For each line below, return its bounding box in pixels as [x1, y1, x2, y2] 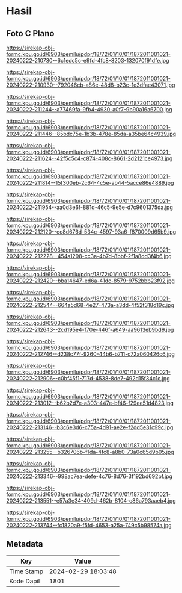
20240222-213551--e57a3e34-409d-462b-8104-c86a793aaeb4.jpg [6, 497, 176, 504]
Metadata [6, 539, 43, 549]
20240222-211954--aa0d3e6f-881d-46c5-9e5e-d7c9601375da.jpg [6, 203, 173, 211]
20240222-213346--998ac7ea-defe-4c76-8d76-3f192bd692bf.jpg [6, 473, 173, 480]
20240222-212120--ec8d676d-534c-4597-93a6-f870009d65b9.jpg [6, 228, 176, 235]
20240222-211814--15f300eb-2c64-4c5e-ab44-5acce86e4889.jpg [6, 179, 174, 186]
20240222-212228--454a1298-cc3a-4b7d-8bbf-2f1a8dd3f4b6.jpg [6, 253, 172, 259]
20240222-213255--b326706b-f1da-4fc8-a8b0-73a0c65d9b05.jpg [6, 449, 174, 455]
